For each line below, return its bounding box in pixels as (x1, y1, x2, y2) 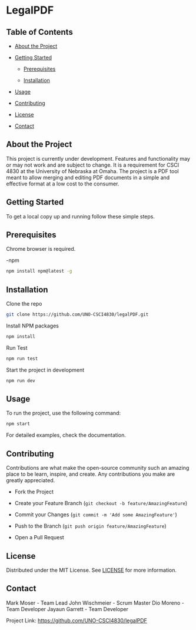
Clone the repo (6, 300, 42, 307)
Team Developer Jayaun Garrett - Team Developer (6, 605, 128, 612)
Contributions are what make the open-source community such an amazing (6, 465, 190, 472)
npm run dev (6, 377, 35, 383)
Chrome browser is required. (6, 246, 76, 253)
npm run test (6, 356, 38, 362)
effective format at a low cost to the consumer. (6, 180, 119, 187)
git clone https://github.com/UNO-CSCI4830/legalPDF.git (6, 311, 149, 318)
